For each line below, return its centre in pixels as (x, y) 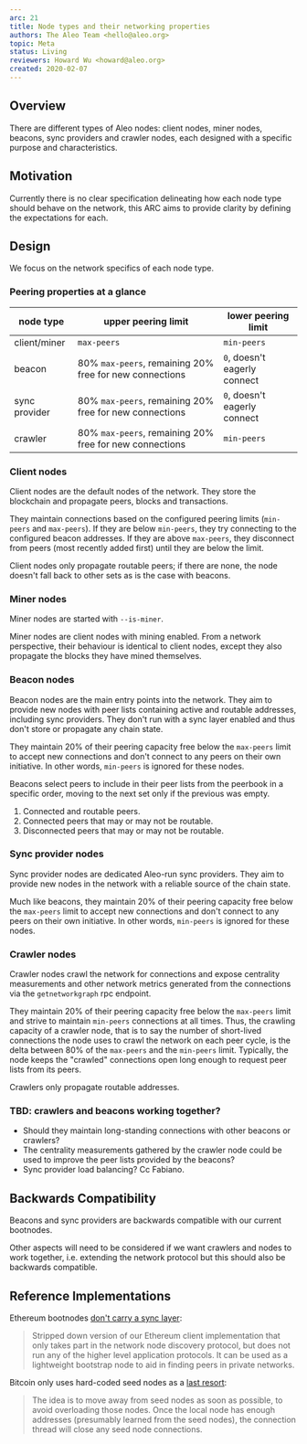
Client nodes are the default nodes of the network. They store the (133, 491)
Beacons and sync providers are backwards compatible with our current (145, 1220)
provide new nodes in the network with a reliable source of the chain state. (150, 884)
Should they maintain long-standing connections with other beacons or (156, 1131)
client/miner (40, 342)
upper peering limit (146, 321)
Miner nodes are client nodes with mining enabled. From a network (135, 637)
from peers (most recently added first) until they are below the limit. (137, 547)
